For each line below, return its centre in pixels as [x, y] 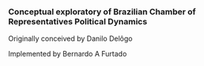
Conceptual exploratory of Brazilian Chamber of [102, 12]
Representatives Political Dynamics [78, 21]
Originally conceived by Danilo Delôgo [70, 38]
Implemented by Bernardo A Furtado [68, 54]
